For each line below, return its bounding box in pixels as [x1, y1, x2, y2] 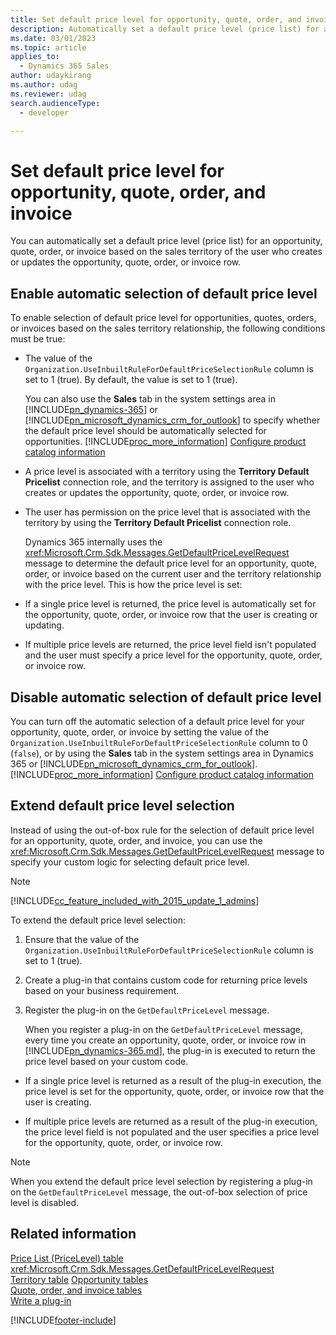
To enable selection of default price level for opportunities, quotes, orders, [10, 312, 317, 324]
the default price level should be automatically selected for [24, 425, 267, 437]
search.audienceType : [10, 98, 101, 108]
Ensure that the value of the [24, 933, 140, 945]
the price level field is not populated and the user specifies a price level [24, 1126, 320, 1138]
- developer [19, 107, 70, 118]
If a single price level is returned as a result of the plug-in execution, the [24, 1074, 322, 1086]
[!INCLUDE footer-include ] [10, 1314, 117, 1326]
